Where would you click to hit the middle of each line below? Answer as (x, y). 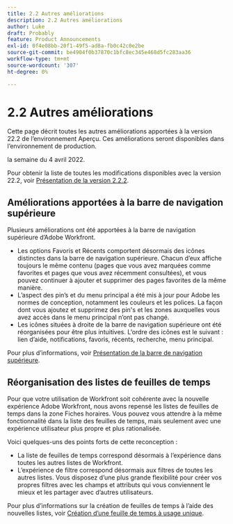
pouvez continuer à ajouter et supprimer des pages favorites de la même (122, 280)
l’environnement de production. (52, 146)
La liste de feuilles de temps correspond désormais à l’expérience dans (119, 455)
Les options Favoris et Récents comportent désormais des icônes (111, 251)
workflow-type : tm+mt (39, 59)
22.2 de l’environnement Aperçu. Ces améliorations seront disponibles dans (116, 139)
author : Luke (26, 26)
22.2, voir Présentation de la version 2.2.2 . (68, 181)
